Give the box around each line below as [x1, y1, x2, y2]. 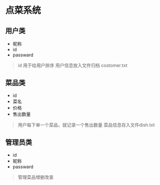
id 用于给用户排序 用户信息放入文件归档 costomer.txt [17, 62, 128, 68]
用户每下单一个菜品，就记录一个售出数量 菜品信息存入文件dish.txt [17, 122, 155, 128]
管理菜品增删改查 [17, 174, 54, 180]
